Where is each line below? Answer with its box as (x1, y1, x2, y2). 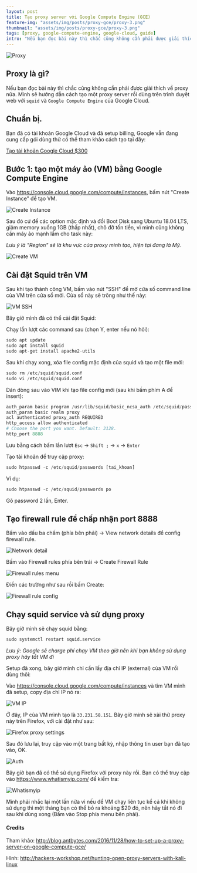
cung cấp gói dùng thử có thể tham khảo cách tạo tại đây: (6, 136, 146, 143)
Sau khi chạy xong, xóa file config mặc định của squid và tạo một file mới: (6, 358, 185, 366)
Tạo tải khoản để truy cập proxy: (6, 453, 84, 460)
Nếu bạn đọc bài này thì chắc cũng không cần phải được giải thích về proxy (6, 84, 189, 92)
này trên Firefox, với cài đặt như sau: (6, 718, 94, 725)
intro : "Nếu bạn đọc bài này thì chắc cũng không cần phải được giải (6, 36, 180, 42)
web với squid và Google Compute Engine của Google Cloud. (6, 97, 150, 104)
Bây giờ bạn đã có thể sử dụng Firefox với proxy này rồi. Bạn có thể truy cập (6, 769, 190, 776)
